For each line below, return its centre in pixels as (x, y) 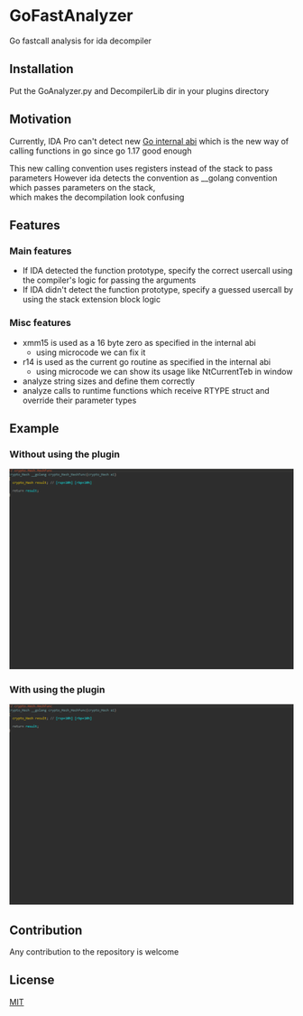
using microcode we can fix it (91, 352)
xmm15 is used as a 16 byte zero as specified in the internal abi (139, 342)
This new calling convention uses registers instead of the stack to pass (141, 168)
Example (34, 429)
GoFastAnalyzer (71, 16)
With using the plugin (57, 690)
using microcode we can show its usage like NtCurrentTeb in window (164, 371)
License (32, 980)
